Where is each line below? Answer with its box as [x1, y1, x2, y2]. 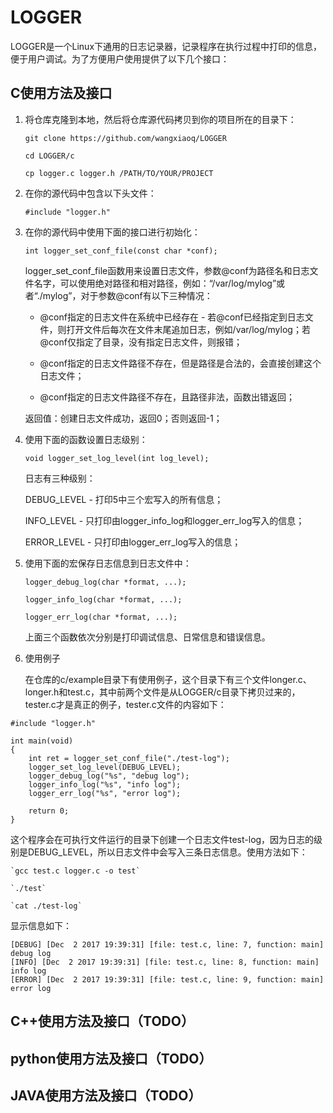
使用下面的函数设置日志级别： [24, 433, 148, 445]
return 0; [28, 806, 70, 816]
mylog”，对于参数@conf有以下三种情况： [42, 289, 213, 301]
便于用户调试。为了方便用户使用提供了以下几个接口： [10, 52, 230, 65]
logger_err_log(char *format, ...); [24, 612, 178, 622]
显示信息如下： [10, 919, 72, 931]
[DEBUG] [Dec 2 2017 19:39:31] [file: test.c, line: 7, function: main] [10, 939, 325, 950]
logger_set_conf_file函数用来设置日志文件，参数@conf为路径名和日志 [24, 264, 310, 276]
